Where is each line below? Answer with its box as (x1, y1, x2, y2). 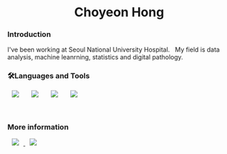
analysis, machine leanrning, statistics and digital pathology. (7, 53, 183, 61)
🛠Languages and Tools (7, 71, 90, 81)
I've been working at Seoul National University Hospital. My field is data (7, 45, 220, 54)
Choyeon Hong (74, 4, 165, 20)
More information (7, 122, 69, 131)
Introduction (7, 30, 51, 40)
